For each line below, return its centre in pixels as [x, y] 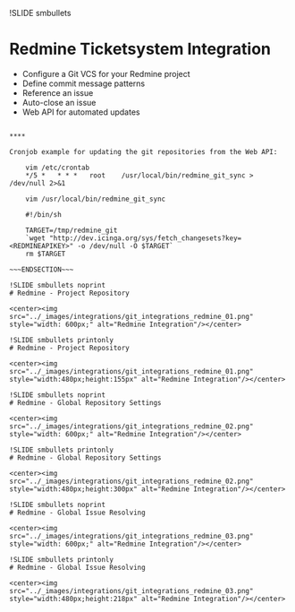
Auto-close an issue [59, 102]
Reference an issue [58, 92]
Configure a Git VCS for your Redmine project [106, 73]
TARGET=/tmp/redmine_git [72, 230]
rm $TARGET [46, 254]
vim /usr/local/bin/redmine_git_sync [96, 199]
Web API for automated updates [81, 112]
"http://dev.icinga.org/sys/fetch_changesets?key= [145, 238]
